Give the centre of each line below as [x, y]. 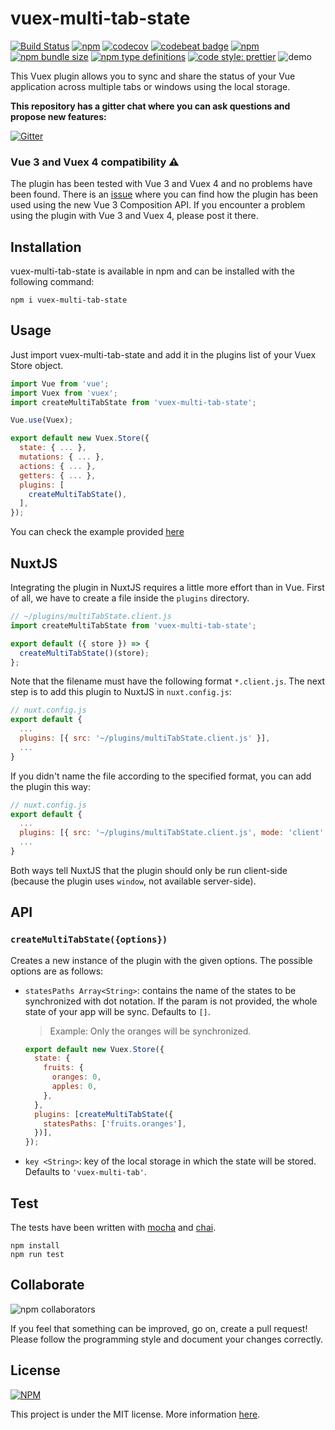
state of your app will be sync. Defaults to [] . [117, 1011]
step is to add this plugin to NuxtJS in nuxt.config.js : [121, 692]
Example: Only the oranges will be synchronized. [150, 1031]
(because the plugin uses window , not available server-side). [133, 881]
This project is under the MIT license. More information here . [135, 1414]
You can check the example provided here [97, 532]
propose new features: [58, 116]
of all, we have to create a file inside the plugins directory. [130, 598]
